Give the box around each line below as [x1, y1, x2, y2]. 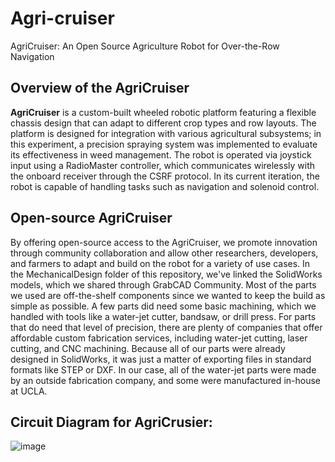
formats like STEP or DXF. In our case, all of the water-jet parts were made [10, 363, 317, 376]
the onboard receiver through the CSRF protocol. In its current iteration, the [10, 170, 320, 182]
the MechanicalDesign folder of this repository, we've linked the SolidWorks [10, 268, 323, 280]
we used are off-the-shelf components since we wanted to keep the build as [10, 289, 326, 301]
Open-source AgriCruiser [10, 210, 173, 227]
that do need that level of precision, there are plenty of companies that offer [10, 321, 323, 333]
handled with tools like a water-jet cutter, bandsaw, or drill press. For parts [10, 310, 317, 322]
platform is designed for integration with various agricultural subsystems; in [10, 127, 322, 139]
